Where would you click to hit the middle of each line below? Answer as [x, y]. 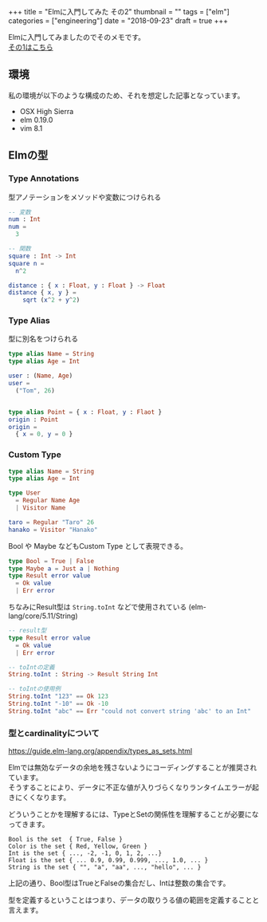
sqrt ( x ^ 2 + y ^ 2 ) [51, 300]
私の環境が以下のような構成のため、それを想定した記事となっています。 [126, 95]
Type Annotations [44, 179]
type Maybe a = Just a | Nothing [64, 569]
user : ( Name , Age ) [41, 376]
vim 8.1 [31, 128]
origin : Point [33, 420]
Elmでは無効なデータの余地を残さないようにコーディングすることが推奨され [133, 767]
